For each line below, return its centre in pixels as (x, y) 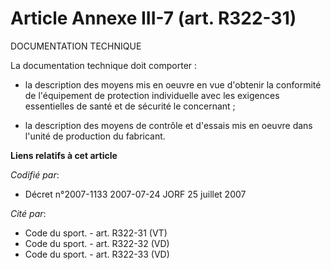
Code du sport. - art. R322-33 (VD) (97, 254)
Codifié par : (35, 174)
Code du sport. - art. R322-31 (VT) (96, 233)
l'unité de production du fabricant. (95, 136)
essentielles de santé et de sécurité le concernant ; (130, 106)
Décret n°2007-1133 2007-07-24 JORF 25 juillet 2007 (135, 194)
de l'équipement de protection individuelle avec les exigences (152, 95)
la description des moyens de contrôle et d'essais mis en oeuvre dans (168, 125)
